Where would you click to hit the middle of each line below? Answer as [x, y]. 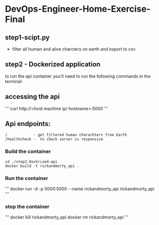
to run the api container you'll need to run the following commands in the [78, 76]
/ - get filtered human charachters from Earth [66, 135]
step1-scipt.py [27, 37]
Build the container [28, 151]
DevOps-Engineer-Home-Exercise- [78, 9]
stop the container [27, 206]
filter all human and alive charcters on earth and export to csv [74, 49]
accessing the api [32, 97]
